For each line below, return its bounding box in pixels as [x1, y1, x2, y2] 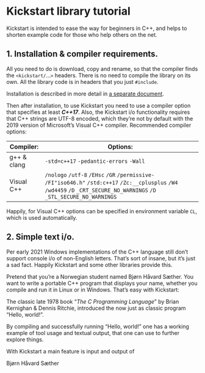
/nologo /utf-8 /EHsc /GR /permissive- [45, 171, 155, 178]
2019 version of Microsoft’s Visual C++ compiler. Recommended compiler [6, 121, 192, 129]
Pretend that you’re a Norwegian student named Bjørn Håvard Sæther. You [6, 273, 194, 280]
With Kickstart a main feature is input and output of [6, 347, 135, 355]
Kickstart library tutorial [6, 4, 131, 18]
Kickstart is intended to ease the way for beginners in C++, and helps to [6, 24, 187, 32]
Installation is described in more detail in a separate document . [6, 90, 165, 97]
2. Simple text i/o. [6, 232, 75, 243]
